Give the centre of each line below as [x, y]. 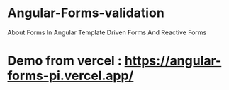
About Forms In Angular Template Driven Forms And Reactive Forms [107, 32]
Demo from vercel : [65, 61]
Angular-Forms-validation [86, 13]
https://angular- [173, 61]
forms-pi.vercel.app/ [71, 76]
